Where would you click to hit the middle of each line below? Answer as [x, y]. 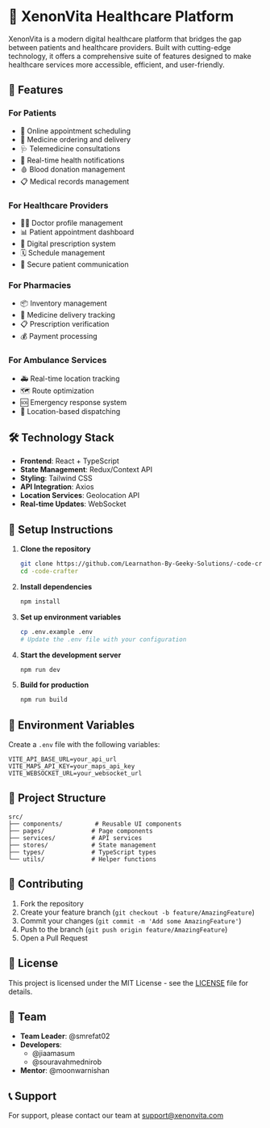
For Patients [32, 113]
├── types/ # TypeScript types [83, 852]
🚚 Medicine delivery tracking [67, 315]
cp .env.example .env [56, 632]
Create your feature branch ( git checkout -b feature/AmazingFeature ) [137, 912]
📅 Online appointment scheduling [75, 131]
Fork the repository [52, 903]
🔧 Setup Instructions [61, 529]
